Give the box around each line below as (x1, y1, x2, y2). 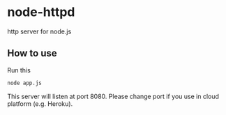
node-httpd (7, 4, 75, 20)
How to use (7, 47, 57, 59)
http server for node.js (7, 27, 72, 36)
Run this (7, 66, 31, 74)
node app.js (7, 79, 42, 86)
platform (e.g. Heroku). (7, 99, 73, 108)
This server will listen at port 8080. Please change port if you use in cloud (7, 92, 220, 100)
